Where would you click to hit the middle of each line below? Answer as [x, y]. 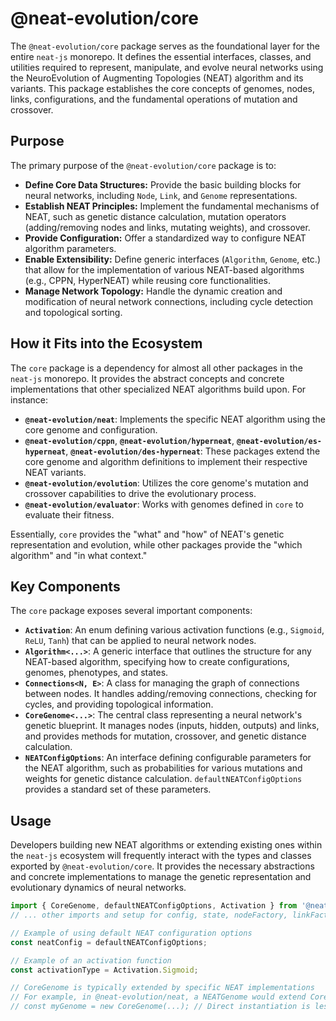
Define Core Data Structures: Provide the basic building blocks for [163, 184]
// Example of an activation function [91, 960]
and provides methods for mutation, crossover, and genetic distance [165, 736]
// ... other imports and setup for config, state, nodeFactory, [149, 915]
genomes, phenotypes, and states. [96, 673]
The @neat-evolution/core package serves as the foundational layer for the [165, 46]
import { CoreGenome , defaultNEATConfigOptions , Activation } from [154, 906]
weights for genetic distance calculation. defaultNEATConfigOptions [163, 779]
